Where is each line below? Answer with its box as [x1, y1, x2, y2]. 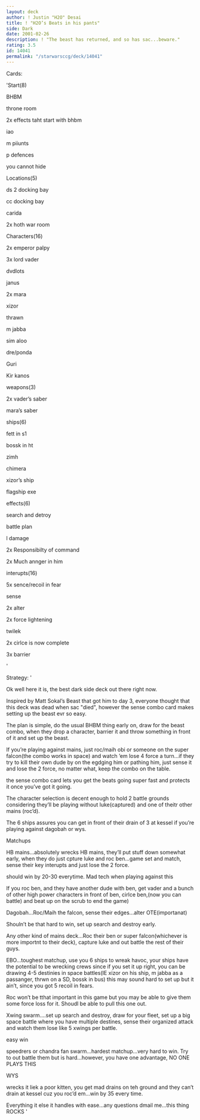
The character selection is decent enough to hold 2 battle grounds [6, 794, 170, 802]
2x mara [6, 290, 27, 297]
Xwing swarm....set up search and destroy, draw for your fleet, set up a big [6, 1011, 190, 1019]
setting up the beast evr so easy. [6, 710, 87, 717]
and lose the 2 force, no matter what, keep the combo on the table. [6, 765, 171, 772]
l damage [6, 534, 29, 541]
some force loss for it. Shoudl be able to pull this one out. [6, 999, 147, 1007]
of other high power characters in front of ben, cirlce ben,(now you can [6, 891, 181, 898]
